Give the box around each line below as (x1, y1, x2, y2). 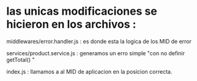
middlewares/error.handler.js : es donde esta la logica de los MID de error (6, 37, 191, 45)
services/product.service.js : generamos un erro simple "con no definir (6, 49, 185, 56)
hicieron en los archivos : (6, 17, 136, 31)
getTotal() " (6, 56, 35, 63)
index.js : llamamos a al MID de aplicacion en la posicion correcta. (6, 67, 173, 75)
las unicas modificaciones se (6, 4, 157, 18)
